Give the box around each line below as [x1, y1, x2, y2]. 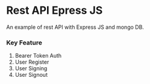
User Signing [14, 65, 48, 72]
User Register [14, 58, 49, 66]
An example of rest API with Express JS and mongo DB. [6, 23, 145, 31]
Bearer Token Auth [14, 52, 62, 59]
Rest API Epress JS [6, 4, 103, 17]
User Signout [14, 71, 48, 79]
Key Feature [6, 38, 43, 47]
